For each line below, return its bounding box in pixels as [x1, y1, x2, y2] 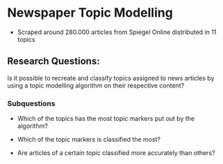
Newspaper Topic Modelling [7, 5, 174, 21]
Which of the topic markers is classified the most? [17, 136, 161, 144]
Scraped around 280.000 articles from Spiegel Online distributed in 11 [17, 28, 217, 36]
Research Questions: [7, 56, 100, 67]
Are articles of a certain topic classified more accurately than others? [17, 149, 215, 157]
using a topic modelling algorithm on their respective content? [7, 81, 185, 90]
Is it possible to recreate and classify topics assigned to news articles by [7, 74, 215, 82]
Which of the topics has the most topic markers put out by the [17, 115, 195, 123]
